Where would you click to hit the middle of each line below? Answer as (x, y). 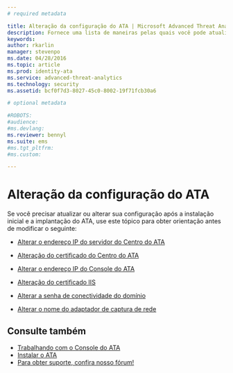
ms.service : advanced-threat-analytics (65, 78)
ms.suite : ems (28, 141)
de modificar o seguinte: (42, 229)
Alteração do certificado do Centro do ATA (78, 255)
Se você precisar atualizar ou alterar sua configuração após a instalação (111, 214)
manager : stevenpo (34, 52)
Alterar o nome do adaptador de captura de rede (87, 309)
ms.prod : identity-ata (40, 71)
